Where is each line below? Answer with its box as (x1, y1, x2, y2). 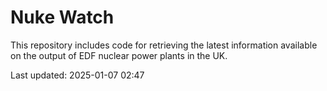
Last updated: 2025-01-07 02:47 (10, 69, 145, 81)
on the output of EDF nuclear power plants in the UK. (10, 49, 228, 61)
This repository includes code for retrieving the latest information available (10, 39, 318, 51)
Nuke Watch (10, 6, 115, 29)
